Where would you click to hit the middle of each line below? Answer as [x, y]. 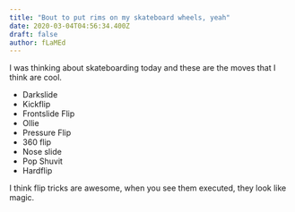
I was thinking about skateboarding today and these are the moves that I [143, 68]
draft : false [34, 34]
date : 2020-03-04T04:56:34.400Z [69, 26]
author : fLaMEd [38, 42]
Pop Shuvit [42, 161]
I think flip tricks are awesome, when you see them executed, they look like [148, 188]
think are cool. [36, 78]
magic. [22, 198]
